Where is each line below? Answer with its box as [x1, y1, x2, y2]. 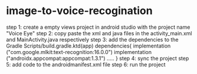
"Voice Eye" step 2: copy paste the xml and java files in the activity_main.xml [6, 29, 192, 36]
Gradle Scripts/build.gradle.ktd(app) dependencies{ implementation [6, 42, 171, 49]
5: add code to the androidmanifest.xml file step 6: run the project [6, 60, 166, 68]
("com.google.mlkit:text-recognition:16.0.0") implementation [6, 48, 152, 55]
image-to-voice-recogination [6, 4, 153, 18]
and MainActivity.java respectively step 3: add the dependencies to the [6, 36, 179, 43]
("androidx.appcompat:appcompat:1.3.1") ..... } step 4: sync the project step [6, 55, 189, 62]
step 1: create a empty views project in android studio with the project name [6, 23, 191, 31]
